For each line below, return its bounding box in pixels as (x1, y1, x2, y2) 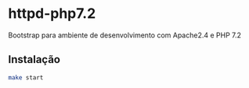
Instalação (8, 53, 61, 66)
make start (8, 73, 44, 82)
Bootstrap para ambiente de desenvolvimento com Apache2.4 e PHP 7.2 (8, 30, 241, 40)
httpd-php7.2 (8, 5, 96, 23)
